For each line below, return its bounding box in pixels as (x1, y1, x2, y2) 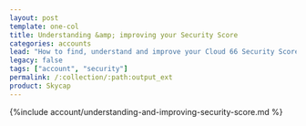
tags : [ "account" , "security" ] (9, 65, 128, 74)
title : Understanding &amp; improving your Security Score (9, 30, 239, 39)
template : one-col (9, 22, 79, 31)
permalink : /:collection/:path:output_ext (9, 73, 173, 82)
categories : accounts (9, 38, 92, 48)
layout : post (9, 13, 59, 23)
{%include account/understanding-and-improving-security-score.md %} (9, 106, 283, 117)
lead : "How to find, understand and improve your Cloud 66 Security (9, 47, 275, 57)
